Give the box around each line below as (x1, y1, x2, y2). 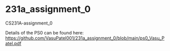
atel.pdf (5, 40, 22, 46)
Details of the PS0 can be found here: (5, 29, 84, 35)
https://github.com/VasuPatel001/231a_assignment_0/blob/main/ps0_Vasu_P (5, 35, 165, 41)
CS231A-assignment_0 (5, 20, 53, 26)
